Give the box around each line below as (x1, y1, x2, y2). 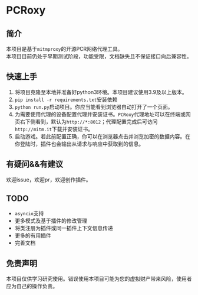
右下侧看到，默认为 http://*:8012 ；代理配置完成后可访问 (19, 118, 158, 125)
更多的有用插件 (14, 232, 51, 239)
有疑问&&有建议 (6, 159, 64, 169)
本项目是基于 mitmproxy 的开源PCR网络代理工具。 (6, 46, 123, 52)
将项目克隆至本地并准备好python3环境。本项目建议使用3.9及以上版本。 (14, 88, 187, 95)
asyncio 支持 (14, 210, 44, 217)
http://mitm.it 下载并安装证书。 (14, 125, 94, 132)
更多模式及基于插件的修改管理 (14, 217, 87, 225)
